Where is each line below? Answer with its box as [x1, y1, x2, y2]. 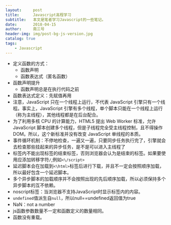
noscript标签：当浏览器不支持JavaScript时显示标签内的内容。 [12, 188, 143, 195]
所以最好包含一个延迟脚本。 [12, 169, 72, 175]
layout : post [5, 7, 43, 13]
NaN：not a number [12, 201, 55, 208]
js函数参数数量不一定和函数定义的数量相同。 [12, 208, 107, 214]
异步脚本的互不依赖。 [12, 182, 58, 188]
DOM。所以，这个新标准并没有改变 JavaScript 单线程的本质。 [12, 131, 144, 137]
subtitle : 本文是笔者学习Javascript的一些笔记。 [5, 17, 106, 22]
